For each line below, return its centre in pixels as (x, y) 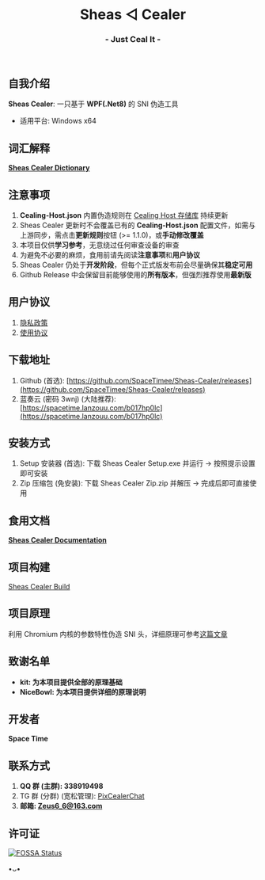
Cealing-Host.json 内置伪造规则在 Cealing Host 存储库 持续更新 (124, 215)
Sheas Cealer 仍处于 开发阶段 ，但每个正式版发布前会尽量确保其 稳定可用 (136, 265)
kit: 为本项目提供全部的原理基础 (71, 682)
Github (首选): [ (44, 380)
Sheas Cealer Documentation (57, 540)
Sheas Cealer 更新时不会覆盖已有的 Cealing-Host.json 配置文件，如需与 (137, 225)
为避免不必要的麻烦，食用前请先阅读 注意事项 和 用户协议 (110, 254)
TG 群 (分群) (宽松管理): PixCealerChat (82, 796)
